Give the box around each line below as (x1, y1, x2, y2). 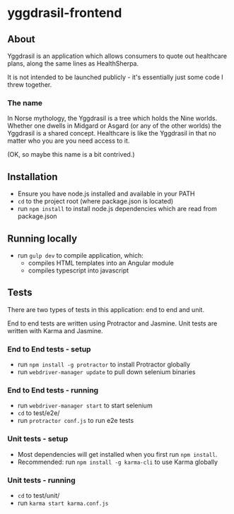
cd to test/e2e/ (17, 409, 60, 417)
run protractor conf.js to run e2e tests (17, 417, 134, 425)
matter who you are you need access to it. (7, 136, 130, 145)
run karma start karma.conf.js (17, 498, 109, 507)
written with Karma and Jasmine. (7, 326, 104, 335)
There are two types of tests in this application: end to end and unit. (7, 305, 205, 313)
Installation (7, 171, 58, 183)
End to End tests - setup (7, 344, 91, 354)
